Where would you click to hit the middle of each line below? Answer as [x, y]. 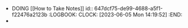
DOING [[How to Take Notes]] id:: [52, 8]
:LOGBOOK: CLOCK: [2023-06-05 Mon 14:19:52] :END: [116, 15]
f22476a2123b [30, 15]
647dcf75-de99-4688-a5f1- [129, 8]
